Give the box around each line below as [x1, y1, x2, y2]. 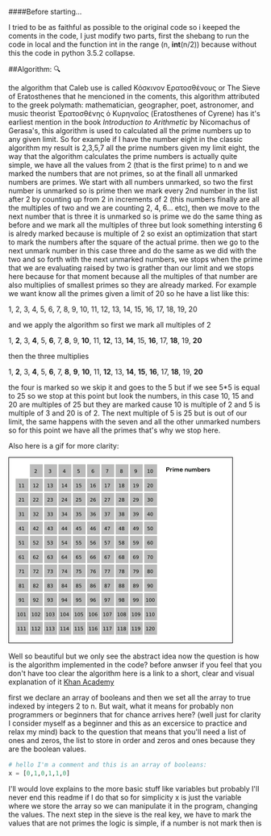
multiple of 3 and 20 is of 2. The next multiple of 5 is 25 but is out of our [8, 408, 248, 418]
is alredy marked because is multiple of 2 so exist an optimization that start [8, 229, 258, 238]
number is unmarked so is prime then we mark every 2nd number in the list [8, 186, 258, 195]
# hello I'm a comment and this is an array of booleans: [8, 761, 207, 769]
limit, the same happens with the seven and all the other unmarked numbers [8, 417, 261, 426]
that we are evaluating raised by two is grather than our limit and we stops [8, 263, 254, 273]
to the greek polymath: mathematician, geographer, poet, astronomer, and [8, 100, 254, 110]
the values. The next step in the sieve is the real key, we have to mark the [8, 809, 252, 819]
